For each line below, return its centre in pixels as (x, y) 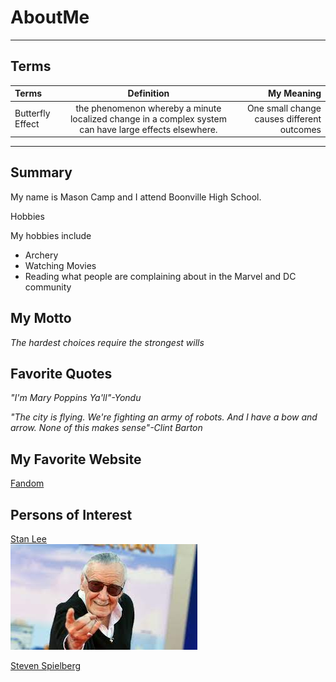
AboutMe (50, 17)
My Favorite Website (76, 459)
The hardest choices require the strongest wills (107, 342)
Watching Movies (60, 265)
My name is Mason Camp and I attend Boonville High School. (136, 197)
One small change (284, 108)
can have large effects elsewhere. (148, 129)
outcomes (300, 129)
